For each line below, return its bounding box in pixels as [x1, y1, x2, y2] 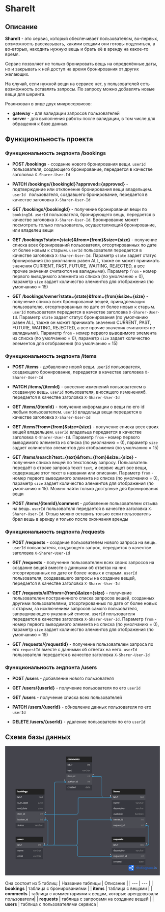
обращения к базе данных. [12, 121, 69, 126]
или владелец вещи [12, 227, 54, 233]
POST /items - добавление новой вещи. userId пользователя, [12, 364, 141, 370]
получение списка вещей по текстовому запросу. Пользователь [12, 459, 148, 465]
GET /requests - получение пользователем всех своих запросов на [12, 560, 155, 566]
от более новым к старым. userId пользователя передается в [12, 247, 142, 253]
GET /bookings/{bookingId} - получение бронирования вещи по [12, 206, 147, 212]
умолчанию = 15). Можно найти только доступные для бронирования [12, 485, 159, 491]
